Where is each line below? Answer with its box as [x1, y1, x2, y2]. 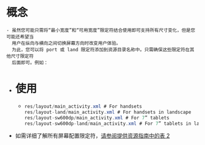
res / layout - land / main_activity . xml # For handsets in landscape [24, 109, 192, 115]
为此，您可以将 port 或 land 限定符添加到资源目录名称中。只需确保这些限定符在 [12, 46, 190, 52]
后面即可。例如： [12, 59, 49, 66]
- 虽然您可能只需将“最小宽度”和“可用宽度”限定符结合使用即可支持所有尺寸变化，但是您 [6, 27, 195, 34]
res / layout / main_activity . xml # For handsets [24, 103, 142, 110]
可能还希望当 [6, 34, 34, 40]
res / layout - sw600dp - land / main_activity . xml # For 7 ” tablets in [24, 120, 192, 127]
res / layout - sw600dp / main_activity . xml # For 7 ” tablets [24, 115, 170, 121]
